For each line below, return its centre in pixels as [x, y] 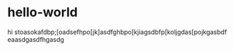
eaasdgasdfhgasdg [36, 39]
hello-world [43, 12]
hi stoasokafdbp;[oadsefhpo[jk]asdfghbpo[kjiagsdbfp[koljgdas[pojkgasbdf [117, 32]
